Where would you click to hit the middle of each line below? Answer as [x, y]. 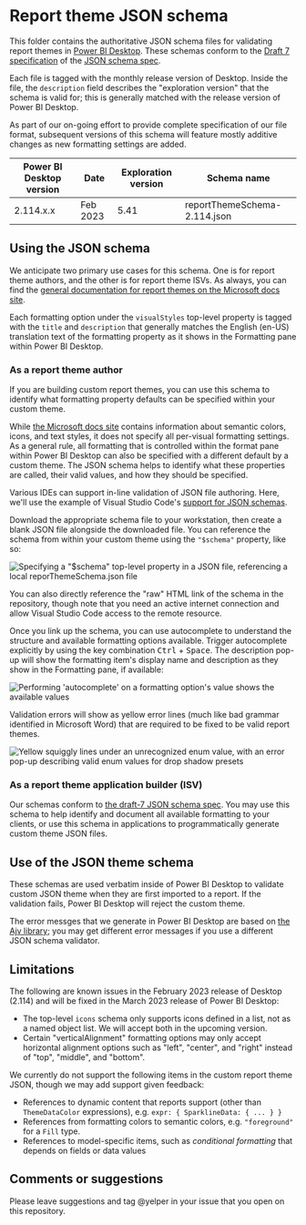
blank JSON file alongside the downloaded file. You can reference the [140, 530]
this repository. [38, 1210]
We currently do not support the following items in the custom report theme [151, 1075]
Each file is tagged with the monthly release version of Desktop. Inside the [149, 77]
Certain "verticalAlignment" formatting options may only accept [142, 1037]
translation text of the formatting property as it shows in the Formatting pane [153, 336]
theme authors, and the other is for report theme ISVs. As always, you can [148, 280]
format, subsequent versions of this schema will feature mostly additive [143, 134]
